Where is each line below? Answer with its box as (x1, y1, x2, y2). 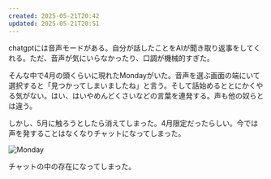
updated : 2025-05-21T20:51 (8, 20, 100, 28)
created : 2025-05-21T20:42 (8, 11, 100, 20)
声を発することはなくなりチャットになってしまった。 (8, 128, 186, 138)
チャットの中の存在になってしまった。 (8, 161, 136, 171)
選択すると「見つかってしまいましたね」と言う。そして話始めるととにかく (8, 81, 257, 90)
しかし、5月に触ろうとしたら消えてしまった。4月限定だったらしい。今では (8, 118, 259, 128)
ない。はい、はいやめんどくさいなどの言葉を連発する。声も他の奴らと (29, 90, 265, 100)
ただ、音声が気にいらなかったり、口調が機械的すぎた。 (29, 53, 215, 63)
